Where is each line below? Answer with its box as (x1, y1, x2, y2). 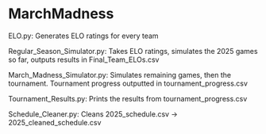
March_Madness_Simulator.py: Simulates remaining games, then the (8, 70, 232, 79)
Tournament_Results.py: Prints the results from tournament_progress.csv (8, 94, 248, 103)
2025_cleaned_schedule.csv (8, 117, 102, 127)
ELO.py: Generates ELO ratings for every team (8, 31, 159, 40)
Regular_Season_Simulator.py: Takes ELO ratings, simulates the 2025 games (8, 46, 258, 56)
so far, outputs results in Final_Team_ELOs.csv (8, 55, 160, 64)
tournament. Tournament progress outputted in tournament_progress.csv (8, 78, 249, 88)
